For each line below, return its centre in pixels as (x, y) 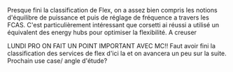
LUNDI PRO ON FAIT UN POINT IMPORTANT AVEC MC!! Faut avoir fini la (111, 46)
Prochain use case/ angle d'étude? (57, 61)
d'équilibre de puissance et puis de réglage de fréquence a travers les (108, 17)
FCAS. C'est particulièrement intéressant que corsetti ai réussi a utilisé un (113, 25)
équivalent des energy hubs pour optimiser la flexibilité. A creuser (102, 32)
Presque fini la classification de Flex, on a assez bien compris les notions (113, 10)
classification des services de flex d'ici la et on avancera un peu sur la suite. (117, 53)
